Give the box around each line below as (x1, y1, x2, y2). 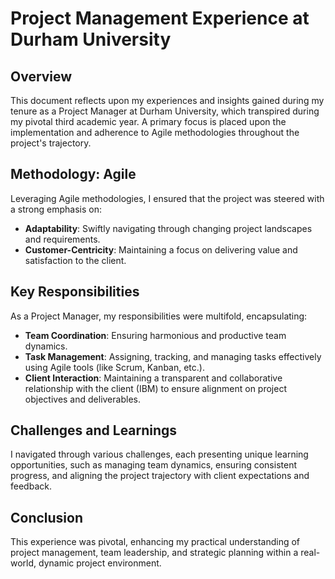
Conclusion (10, 509, 84, 526)
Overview (10, 68, 73, 85)
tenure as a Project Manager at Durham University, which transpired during (10, 105, 320, 117)
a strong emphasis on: (10, 203, 102, 215)
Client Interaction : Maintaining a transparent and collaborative (24, 372, 283, 384)
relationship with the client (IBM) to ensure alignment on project (24, 382, 287, 394)
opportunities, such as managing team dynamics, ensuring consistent (10, 459, 297, 471)
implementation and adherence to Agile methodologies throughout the (10, 127, 300, 138)
